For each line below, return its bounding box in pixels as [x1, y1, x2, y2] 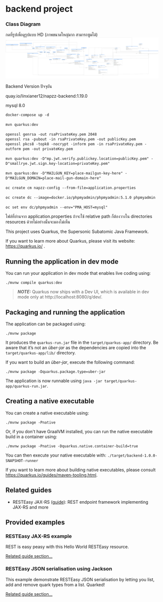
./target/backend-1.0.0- [107, 453, 158, 458]
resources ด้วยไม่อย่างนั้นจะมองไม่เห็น [5, 219, 70, 225]
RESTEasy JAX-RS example [5, 532, 72, 539]
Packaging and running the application [5, 308, 125, 317]
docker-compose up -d [5, 113, 49, 118]
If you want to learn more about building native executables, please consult [5, 467, 156, 473]
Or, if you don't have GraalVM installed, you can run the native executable [5, 428, 153, 434]
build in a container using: [5, 434, 57, 440]
